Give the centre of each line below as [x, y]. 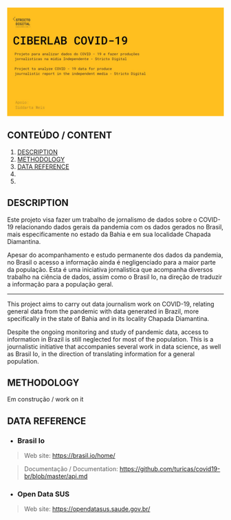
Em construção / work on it [45, 399]
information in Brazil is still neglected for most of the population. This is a [110, 339]
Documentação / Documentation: [71, 469]
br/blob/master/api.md [56, 477]
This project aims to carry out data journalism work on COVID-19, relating [111, 304]
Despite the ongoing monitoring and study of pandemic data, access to [108, 332]
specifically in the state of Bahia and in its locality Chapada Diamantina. [108, 318]
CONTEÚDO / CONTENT [59, 135]
